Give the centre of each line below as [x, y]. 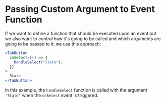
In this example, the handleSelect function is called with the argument [76, 90]
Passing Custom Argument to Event [80, 9]
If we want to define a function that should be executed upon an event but [81, 33]
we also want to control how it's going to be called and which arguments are [83, 39]
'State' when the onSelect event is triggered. [52, 96]
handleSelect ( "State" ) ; [39, 62]
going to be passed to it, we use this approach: [53, 44]
